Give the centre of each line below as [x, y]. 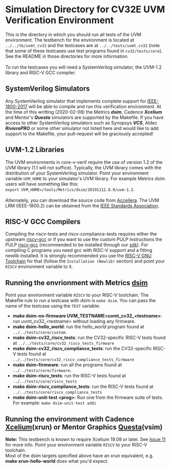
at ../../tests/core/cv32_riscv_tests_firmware [63, 343]
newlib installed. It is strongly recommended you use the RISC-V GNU [79, 256]
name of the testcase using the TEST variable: [53, 306]
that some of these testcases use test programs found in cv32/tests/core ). [84, 51]
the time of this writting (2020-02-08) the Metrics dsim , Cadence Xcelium [84, 112]
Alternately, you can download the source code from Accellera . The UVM [82, 200]
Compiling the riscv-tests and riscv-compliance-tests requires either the [81, 234]
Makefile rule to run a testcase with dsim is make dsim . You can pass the [81, 301]
